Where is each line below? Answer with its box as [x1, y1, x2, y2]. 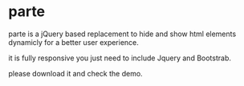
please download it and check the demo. [8, 68, 143, 78]
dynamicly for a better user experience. [8, 37, 139, 47]
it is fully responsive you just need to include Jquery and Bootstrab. [8, 53, 231, 63]
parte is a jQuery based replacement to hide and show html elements [8, 29, 237, 39]
